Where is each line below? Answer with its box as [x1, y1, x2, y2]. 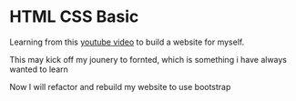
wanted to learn [9, 64, 68, 75]
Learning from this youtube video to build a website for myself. [9, 36, 245, 47]
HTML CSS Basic [9, 6, 139, 27]
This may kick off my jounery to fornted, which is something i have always [9, 54, 287, 65]
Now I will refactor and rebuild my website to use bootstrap [9, 81, 231, 92]
